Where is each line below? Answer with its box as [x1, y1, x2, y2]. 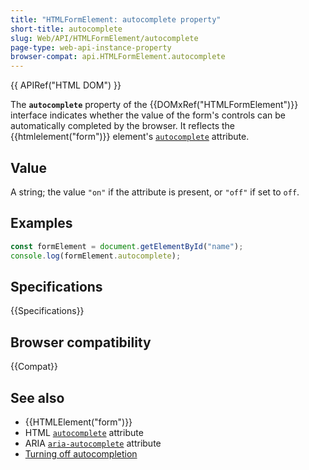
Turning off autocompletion [24, 447, 138, 460]
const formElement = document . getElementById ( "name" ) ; [10, 241, 244, 251]
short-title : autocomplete [10, 24, 123, 34]
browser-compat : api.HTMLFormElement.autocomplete [10, 52, 226, 62]
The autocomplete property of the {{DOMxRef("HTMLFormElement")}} [10, 99, 299, 111]
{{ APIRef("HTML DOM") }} [10, 79, 122, 91]
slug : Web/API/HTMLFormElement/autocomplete [10, 33, 199, 43]
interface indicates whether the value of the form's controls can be [10, 109, 286, 121]
